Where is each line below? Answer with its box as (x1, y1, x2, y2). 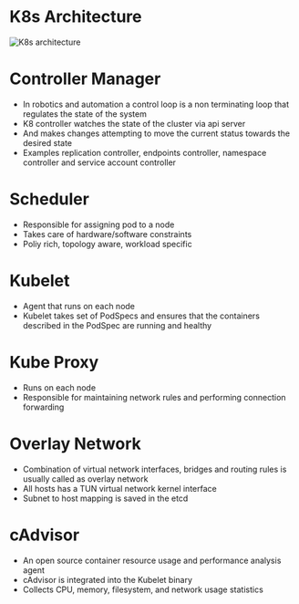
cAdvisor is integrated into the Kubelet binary (22, 574, 193, 585)
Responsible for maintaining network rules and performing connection (22, 391, 286, 402)
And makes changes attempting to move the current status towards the (22, 128, 290, 139)
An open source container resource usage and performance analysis (22, 555, 282, 566)
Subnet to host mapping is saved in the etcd (22, 493, 189, 504)
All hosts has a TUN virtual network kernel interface (22, 483, 217, 494)
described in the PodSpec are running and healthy (22, 319, 212, 330)
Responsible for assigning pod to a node (22, 219, 175, 230)
